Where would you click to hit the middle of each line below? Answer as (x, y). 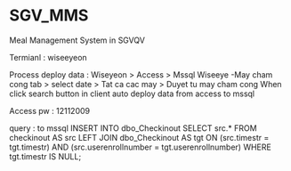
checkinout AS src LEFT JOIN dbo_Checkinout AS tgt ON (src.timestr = (139, 137)
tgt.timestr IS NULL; (45, 156)
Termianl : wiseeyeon (48, 57)
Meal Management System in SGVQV (77, 40)
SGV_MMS (49, 16)
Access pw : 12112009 (50, 110)
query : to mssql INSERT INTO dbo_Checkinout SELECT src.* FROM (133, 128)
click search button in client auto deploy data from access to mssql (132, 94)
